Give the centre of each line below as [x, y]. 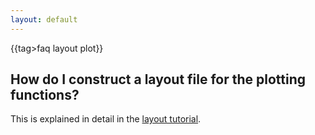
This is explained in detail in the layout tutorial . [106, 119]
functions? [45, 95]
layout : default [44, 19]
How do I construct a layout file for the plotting [158, 79]
